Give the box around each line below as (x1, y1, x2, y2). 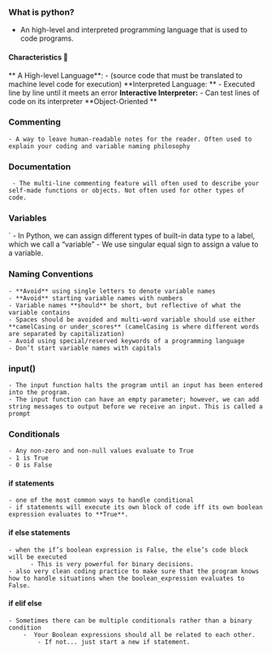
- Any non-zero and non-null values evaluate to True (8, 447, 195, 456)
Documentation (8, 161, 71, 172)
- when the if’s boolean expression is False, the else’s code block (8, 546, 249, 554)
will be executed (8, 552, 67, 561)
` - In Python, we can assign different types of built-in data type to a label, (8, 231, 256, 241)
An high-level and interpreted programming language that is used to (19, 25, 247, 35)
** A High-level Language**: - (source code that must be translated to (8, 70, 243, 80)
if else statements (8, 528, 71, 538)
